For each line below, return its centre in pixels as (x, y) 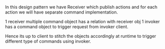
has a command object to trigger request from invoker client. (67, 27)
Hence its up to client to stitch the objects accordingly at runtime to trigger (81, 36)
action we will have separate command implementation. (62, 12)
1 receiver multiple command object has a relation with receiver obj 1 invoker (82, 22)
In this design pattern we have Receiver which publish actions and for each (81, 7)
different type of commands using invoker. (48, 41)
